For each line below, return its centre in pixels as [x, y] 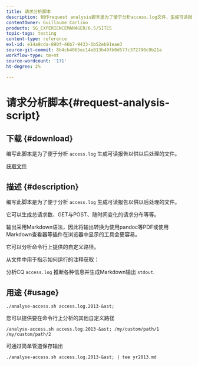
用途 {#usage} [33, 292]
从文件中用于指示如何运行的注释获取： [52, 259]
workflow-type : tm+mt [33, 55]
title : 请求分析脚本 [29, 11]
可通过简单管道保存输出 [34, 346]
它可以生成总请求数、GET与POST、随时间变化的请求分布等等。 [83, 215]
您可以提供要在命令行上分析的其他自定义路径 [60, 318]
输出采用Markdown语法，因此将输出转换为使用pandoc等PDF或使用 [88, 227]
